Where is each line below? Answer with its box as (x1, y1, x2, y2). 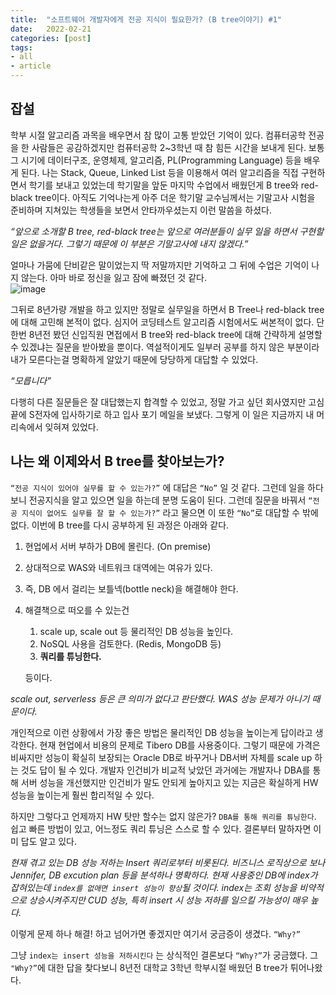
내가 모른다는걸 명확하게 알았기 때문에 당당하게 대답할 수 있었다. (10, 353, 259, 365)
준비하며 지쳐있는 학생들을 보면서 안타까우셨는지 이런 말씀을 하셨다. (10, 204, 272, 216)
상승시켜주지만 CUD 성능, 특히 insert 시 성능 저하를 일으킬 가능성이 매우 (28, 894, 308, 906)
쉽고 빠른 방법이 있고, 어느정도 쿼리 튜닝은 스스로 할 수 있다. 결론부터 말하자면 (10, 822, 312, 835)
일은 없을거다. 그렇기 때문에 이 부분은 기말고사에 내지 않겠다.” (10, 237, 249, 250)
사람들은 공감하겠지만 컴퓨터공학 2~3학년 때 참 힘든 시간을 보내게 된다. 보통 (31, 141, 325, 153)
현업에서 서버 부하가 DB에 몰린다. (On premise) (24, 540, 212, 552)
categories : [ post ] (10, 33, 92, 43)
